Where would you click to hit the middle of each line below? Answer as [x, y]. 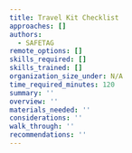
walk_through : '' [42, 127]
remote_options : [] [46, 51]
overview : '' [34, 101]
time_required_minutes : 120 [62, 85]
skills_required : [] [48, 59]
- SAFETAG [36, 43]
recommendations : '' [48, 135]
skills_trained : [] [46, 68]
